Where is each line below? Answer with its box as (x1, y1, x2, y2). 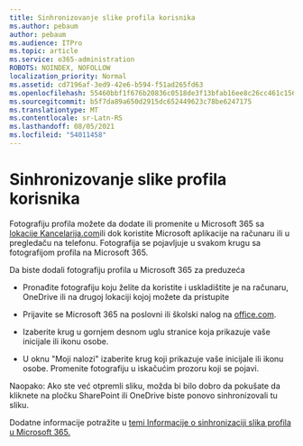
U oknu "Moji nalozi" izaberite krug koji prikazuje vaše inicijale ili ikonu (22, 353, 284, 364)
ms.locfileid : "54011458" (9, 131, 106, 140)
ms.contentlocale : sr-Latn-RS (9, 114, 124, 123)
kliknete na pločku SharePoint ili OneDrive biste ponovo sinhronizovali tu (9, 389, 278, 401)
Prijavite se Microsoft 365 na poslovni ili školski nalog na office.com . (22, 308, 277, 320)
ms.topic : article (9, 47, 78, 56)
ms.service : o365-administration (9, 55, 135, 64)
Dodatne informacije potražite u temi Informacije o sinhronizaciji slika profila (9, 416, 291, 428)
